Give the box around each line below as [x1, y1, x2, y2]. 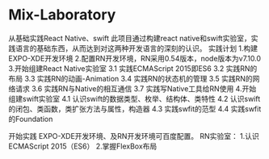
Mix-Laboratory [8, 6, 116, 24]
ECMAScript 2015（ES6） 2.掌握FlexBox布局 [8, 141, 158, 151]
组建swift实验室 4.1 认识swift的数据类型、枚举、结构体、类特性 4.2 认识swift [8, 94, 261, 103]
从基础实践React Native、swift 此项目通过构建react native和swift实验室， [8, 33, 252, 43]
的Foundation [8, 114, 53, 123]
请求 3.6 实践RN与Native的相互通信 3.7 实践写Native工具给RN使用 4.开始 [15, 83, 257, 94]
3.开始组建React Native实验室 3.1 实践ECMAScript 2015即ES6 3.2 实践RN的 [8, 63, 258, 73]
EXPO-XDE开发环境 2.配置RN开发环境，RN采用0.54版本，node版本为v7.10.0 [8, 53, 261, 63]
